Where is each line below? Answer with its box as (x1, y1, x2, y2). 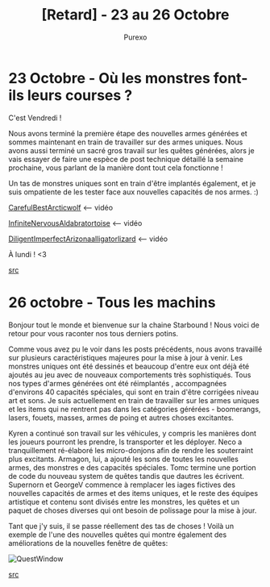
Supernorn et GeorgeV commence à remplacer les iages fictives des (8, 480, 236, 489)
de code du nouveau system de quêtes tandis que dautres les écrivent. (8, 471, 244, 481)
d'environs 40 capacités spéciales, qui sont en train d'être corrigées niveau (8, 387, 260, 397)
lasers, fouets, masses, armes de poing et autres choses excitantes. (8, 413, 235, 423)
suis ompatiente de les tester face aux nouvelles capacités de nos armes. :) (8, 187, 260, 197)
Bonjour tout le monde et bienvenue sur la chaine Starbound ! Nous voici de (8, 320, 260, 330)
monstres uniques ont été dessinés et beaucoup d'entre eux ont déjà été (8, 361, 250, 371)
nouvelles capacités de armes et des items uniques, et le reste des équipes (8, 488, 259, 497)
